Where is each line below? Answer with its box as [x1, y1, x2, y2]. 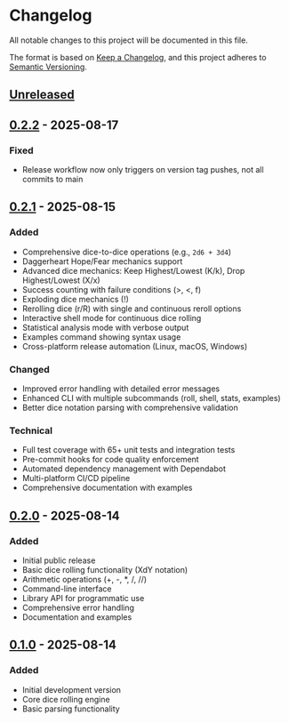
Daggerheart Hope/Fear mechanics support [21, 255, 183, 267]
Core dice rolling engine [21, 694, 110, 704]
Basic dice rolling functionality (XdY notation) [21, 564, 189, 574]
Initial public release [21, 555, 96, 566]
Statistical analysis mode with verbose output [21, 322, 189, 333]
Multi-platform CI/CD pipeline [21, 473, 131, 484]
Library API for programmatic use [21, 592, 145, 603]
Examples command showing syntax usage [21, 331, 181, 342]
